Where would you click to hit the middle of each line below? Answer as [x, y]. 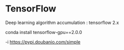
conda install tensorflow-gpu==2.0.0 [44, 32]
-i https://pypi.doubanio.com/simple [43, 42]
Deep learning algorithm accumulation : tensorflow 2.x [62, 22]
